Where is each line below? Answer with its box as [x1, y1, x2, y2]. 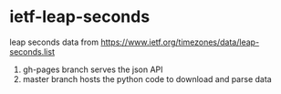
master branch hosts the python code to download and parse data [22, 73, 272, 84]
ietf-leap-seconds [9, 6, 151, 27]
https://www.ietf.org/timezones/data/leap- [99, 37, 260, 47]
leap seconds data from [9, 37, 99, 47]
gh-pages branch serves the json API [22, 64, 163, 75]
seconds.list [9, 46, 55, 57]
